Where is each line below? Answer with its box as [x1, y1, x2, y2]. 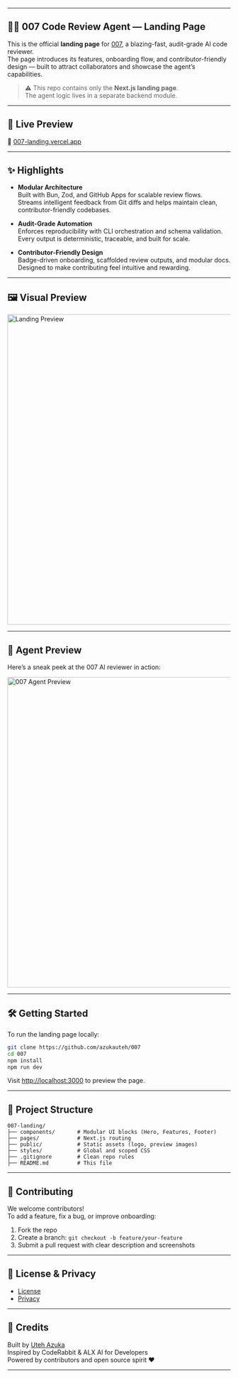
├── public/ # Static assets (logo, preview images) [7, 1141, 198, 1148]
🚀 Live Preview [7, 118, 74, 131]
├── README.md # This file [7, 1159, 113, 1167]
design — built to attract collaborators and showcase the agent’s [7, 62, 196, 71]
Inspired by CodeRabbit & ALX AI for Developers [7, 1347, 149, 1356]
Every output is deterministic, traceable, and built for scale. [17, 235, 191, 243]
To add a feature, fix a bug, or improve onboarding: [7, 1212, 157, 1220]
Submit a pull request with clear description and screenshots [17, 1241, 195, 1249]
